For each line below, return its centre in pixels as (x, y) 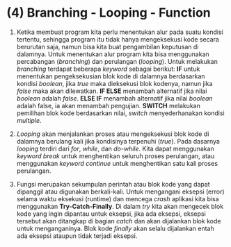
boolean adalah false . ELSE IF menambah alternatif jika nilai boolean (114, 98)
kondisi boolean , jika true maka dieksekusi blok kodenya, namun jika (114, 83)
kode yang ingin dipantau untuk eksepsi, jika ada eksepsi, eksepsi (111, 214)
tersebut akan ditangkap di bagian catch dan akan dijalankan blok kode (119, 221)
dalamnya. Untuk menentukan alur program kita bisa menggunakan (113, 54)
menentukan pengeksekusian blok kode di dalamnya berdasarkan (111, 76)
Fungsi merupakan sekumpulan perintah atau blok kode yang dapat (113, 184)
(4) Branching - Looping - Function (109, 13)
